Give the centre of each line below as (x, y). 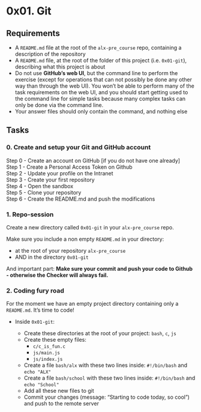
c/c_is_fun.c (49, 347)
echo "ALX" (37, 372)
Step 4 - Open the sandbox (40, 186)
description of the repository (50, 54)
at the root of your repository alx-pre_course (70, 250)
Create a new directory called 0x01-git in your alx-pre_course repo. (90, 227)
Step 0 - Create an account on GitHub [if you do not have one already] (93, 160)
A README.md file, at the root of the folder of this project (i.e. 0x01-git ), (101, 60)
